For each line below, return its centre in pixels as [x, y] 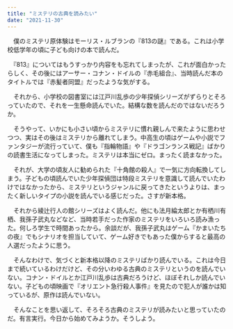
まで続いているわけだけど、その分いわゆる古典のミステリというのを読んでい [116, 268]
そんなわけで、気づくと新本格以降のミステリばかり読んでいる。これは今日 [120, 260]
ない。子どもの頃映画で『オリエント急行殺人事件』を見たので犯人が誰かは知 [117, 286]
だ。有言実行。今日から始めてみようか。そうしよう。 [83, 318]
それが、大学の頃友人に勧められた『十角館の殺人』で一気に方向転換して [116, 169]
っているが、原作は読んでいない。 [56, 295]
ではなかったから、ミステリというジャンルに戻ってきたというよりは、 [113, 187]
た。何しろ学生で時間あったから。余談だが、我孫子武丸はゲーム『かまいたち [117, 227]
